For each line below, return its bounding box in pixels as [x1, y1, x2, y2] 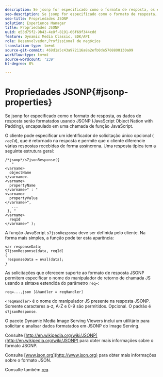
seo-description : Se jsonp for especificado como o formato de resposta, [5, 12, 158, 17]
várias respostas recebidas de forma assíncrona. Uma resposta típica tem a [5, 143, 156, 149]
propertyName [9, 183, 36, 188]
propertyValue [9, 196, 38, 201]
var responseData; [5, 244, 42, 249]
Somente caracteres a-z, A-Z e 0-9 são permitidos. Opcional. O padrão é [5, 303, 151, 309]
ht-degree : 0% [5, 61, 34, 66]
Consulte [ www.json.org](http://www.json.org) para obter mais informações [5, 352, 157, 358]
